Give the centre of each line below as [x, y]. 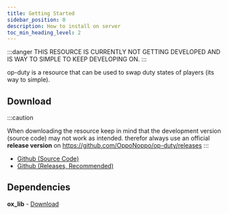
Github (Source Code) [48, 159]
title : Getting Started [41, 13]
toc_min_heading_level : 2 [44, 32]
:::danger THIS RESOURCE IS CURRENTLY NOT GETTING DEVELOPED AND [114, 52]
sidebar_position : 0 [37, 20]
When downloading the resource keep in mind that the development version [114, 131]
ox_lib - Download [33, 204]
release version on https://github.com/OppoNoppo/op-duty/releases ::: [108, 146]
